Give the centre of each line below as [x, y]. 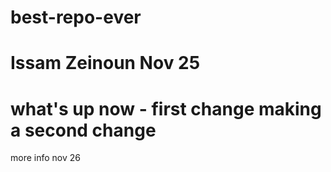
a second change [83, 130]
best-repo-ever [76, 17]
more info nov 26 [45, 158]
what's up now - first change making [166, 108]
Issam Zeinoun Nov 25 [105, 63]
